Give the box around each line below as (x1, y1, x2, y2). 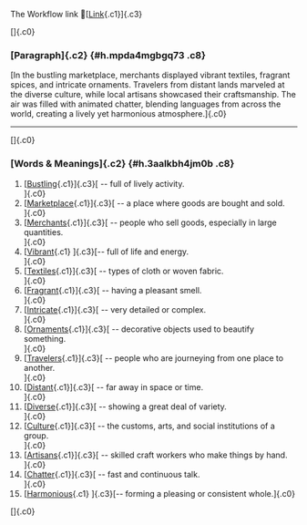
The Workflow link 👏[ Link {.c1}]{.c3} (10, 9, 143, 19)
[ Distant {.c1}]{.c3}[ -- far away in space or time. (23, 381, 204, 392)
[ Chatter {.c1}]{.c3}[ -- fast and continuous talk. (23, 468, 200, 479)
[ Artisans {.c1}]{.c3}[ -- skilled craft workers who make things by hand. (23, 449, 288, 460)
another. (23, 362, 56, 373)
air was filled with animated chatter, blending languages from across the (10, 98, 281, 109)
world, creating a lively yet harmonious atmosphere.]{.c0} (10, 108, 227, 119)
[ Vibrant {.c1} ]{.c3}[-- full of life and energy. (23, 246, 189, 257)
